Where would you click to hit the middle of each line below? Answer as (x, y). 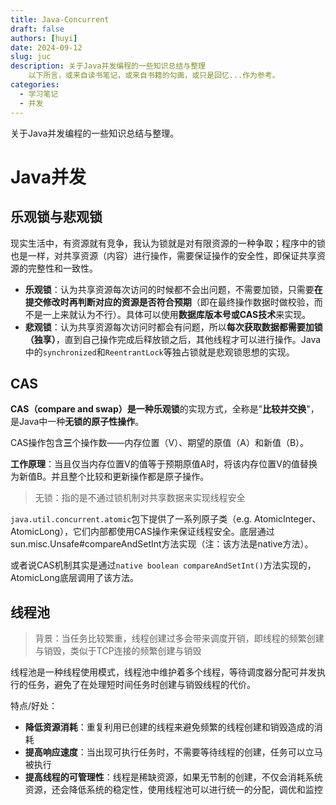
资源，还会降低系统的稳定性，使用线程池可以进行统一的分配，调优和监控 (173, 790)
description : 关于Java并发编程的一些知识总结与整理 (108, 66)
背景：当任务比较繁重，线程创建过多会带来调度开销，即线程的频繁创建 (179, 638)
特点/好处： (34, 706)
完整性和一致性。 (62, 268)
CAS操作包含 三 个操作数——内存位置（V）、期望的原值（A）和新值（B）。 (160, 443)
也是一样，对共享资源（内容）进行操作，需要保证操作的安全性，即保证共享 (163, 255)
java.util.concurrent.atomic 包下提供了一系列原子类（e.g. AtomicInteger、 (166, 519)
